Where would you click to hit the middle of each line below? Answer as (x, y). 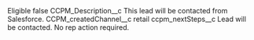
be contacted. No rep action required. (68, 27)
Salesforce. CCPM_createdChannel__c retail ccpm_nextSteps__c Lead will (127, 19)
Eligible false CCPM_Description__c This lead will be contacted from (118, 11)
